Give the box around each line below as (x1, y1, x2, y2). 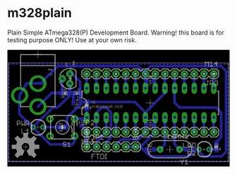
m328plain (7, 5, 73, 21)
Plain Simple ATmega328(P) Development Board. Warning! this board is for (7, 28, 224, 37)
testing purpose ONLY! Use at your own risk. (7, 35, 138, 44)
